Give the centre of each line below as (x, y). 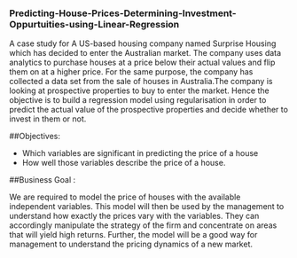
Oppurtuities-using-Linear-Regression (94, 24)
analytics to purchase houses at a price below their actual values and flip (142, 63)
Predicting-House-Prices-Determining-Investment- (123, 13)
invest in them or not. (48, 119)
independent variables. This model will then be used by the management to (147, 207)
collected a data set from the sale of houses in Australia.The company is (141, 82)
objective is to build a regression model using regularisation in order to (138, 100)
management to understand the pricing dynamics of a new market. (131, 244)
